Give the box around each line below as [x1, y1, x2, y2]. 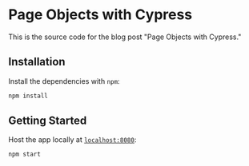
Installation [8, 55, 66, 69]
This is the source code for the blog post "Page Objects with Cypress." [8, 32, 242, 41]
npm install [8, 92, 48, 100]
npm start [8, 150, 42, 159]
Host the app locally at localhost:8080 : [8, 135, 137, 144]
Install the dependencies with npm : [8, 76, 120, 85]
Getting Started [8, 114, 87, 128]
